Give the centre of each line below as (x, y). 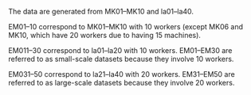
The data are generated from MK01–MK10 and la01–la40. (101, 11)
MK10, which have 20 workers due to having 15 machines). (105, 35)
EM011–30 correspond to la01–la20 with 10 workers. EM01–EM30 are (120, 50)
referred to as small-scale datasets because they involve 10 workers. (121, 59)
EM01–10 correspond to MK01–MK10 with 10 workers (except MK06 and (126, 27)
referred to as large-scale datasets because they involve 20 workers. (122, 83)
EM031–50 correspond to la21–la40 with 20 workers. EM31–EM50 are (122, 74)
